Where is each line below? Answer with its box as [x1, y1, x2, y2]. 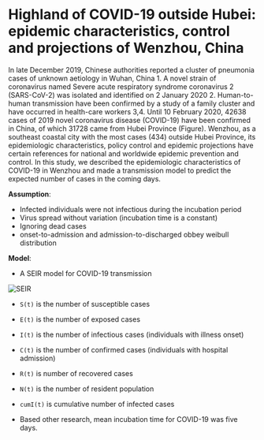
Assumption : [8, 189, 51, 199]
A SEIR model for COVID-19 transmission [19, 268, 152, 278]
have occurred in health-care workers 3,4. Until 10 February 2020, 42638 [8, 106, 247, 116]
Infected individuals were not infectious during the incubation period [19, 204, 242, 214]
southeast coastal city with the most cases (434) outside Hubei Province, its [8, 132, 256, 141]
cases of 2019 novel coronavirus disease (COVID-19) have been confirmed [8, 115, 251, 125]
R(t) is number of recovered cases [19, 368, 134, 378]
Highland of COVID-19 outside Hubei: [8, 6, 256, 24]
